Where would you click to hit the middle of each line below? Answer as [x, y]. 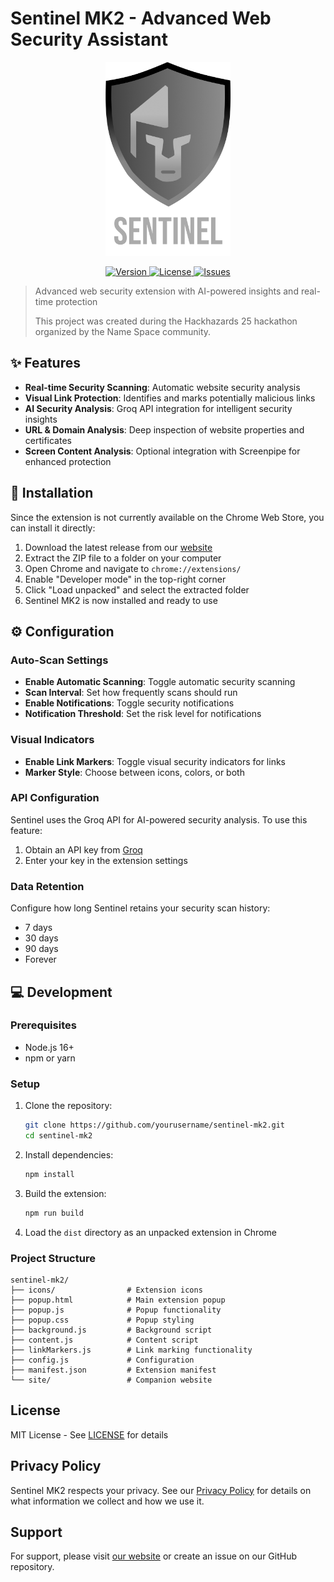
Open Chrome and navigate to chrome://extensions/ [133, 568]
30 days [41, 938]
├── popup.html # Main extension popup [118, 1300]
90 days [41, 949]
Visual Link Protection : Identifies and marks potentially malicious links [170, 398]
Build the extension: [65, 1193]
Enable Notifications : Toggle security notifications [129, 703]
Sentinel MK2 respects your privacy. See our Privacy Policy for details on [161, 1490]
